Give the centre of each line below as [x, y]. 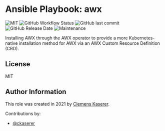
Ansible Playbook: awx [54, 9]
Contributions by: [23, 114]
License [18, 64]
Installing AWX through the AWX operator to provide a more [66, 38]
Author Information [36, 92]
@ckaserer [23, 123]
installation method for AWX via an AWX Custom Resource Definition [89, 43]
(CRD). [12, 48]
